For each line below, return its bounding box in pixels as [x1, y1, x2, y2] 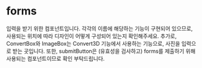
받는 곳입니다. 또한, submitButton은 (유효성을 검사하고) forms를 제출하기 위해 [12, 47, 196, 55]
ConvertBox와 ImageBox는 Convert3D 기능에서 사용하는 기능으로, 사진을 [6, 40, 180, 47]
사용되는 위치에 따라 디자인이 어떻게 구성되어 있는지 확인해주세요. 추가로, [6, 32, 177, 40]
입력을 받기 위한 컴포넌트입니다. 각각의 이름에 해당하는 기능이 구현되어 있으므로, [6, 25, 193, 32]
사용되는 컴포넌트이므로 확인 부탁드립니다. [6, 55, 105, 62]
